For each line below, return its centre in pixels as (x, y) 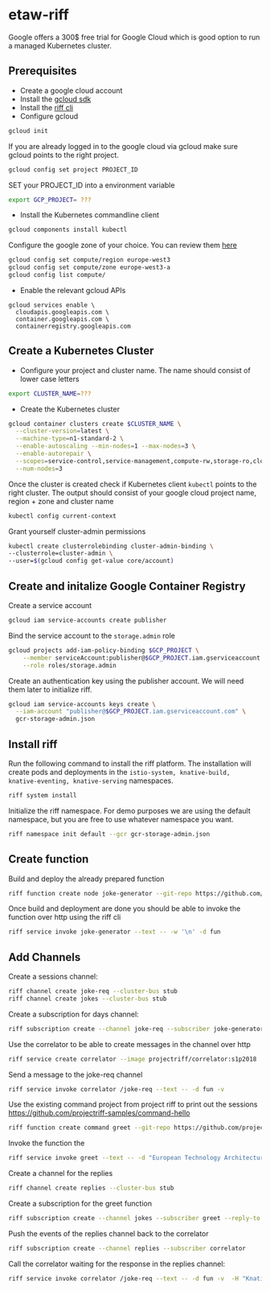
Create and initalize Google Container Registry (127, 586)
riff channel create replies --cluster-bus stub (91, 1188)
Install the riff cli (47, 107)
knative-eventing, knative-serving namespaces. (91, 780)
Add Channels (45, 957)
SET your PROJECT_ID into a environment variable (92, 185)
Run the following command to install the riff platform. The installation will (130, 763)
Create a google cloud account (71, 90)
